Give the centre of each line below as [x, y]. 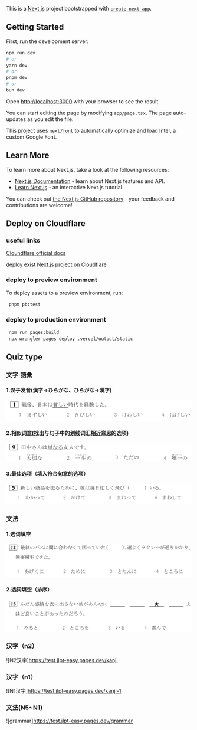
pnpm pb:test [25, 304]
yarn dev [17, 65]
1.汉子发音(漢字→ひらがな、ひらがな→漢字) [59, 390]
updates [16, 119]
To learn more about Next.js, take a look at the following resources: [88, 169]
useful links [23, 240]
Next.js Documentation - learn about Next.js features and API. [90, 181]
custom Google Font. [32, 137]
